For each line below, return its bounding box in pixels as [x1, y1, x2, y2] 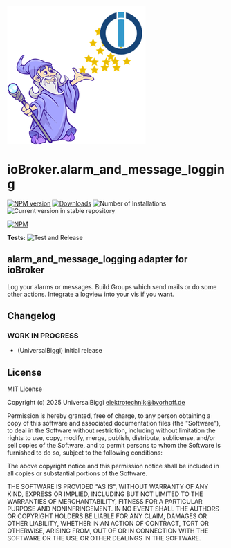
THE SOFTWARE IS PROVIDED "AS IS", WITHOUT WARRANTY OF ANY [7, 483, 209, 491]
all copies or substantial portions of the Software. [7, 469, 147, 477]
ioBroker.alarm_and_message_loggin [7, 162, 225, 178]
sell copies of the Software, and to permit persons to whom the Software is [7, 441, 221, 450]
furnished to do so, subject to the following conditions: [7, 448, 163, 457]
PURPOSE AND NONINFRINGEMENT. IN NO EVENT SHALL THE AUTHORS [7, 504, 220, 513]
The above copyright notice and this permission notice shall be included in [7, 462, 219, 471]
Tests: [7, 233, 26, 241]
